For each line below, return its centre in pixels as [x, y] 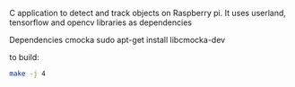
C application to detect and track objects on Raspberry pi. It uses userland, [148, 13]
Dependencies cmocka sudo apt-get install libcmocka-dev [117, 40]
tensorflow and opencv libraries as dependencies [101, 22]
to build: [25, 57]
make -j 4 [28, 74]
